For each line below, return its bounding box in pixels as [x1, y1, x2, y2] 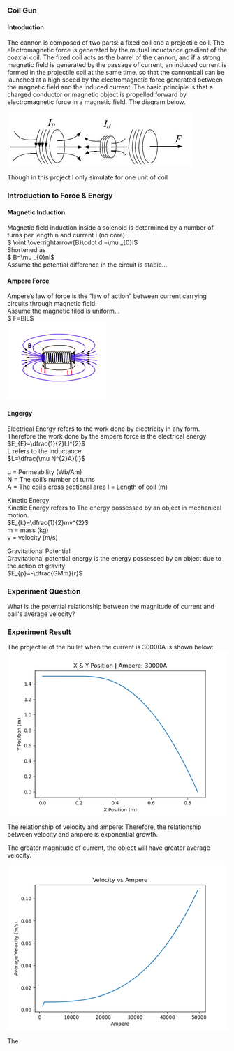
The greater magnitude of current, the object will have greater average [7, 844, 211, 852]
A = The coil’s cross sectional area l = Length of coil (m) [7, 483, 168, 491]
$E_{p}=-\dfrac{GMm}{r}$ [7, 568, 83, 578]
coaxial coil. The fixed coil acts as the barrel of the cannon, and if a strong [7, 53, 221, 61]
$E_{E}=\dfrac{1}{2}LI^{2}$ [7, 439, 86, 448]
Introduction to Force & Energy [7, 191, 113, 200]
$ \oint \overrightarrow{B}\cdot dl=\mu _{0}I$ [7, 238, 138, 247]
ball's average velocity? [7, 610, 75, 618]
